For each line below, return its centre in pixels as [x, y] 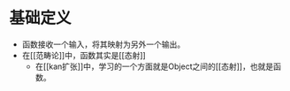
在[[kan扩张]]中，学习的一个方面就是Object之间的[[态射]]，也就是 [154, 66]
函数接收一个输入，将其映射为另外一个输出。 [103, 44]
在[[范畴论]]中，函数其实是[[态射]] [84, 55]
